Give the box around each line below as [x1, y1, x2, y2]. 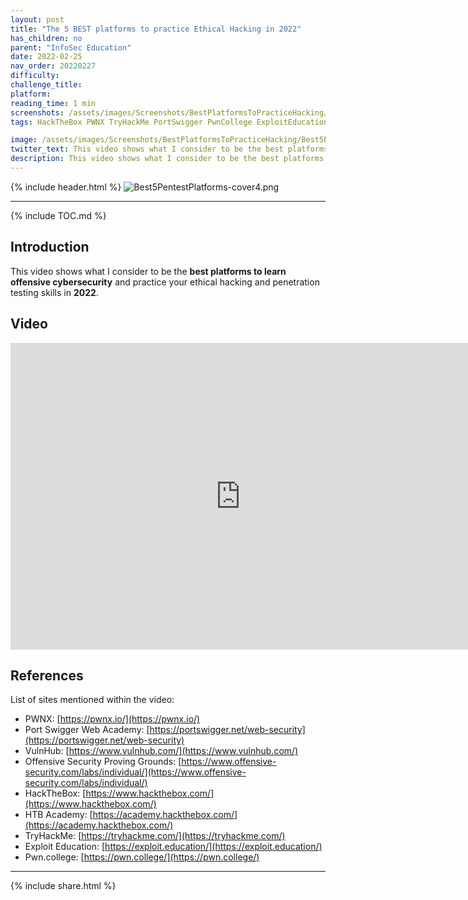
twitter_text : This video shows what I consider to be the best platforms [10, 144, 329, 155]
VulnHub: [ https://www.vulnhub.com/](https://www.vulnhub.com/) [24, 745, 299, 757]
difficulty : [10, 71, 60, 81]
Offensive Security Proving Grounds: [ [24, 756, 182, 768]
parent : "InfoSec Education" [10, 42, 132, 53]
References [10, 667, 84, 684]
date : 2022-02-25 [10, 52, 83, 62]
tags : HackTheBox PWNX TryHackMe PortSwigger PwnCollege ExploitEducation [10, 117, 329, 127]
